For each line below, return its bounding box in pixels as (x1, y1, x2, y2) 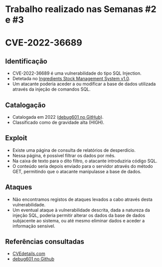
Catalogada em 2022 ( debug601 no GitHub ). (12, 114, 104, 120)
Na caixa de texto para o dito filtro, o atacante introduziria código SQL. (12, 158, 158, 164)
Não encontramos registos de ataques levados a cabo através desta (12, 196, 153, 202)
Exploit (5, 134, 27, 142)
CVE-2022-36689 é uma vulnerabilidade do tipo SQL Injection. (12, 70, 142, 76)
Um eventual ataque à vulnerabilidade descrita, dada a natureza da (12, 207, 151, 213)
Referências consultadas (5, 237, 85, 246)
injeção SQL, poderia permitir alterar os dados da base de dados (12, 212, 146, 218)
